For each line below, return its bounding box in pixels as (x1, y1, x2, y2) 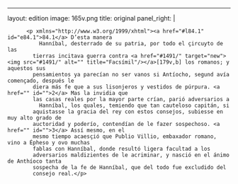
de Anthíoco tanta (7, 158, 62, 165)
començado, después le (7, 77, 74, 84)
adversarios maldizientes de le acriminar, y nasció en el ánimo (33, 151, 230, 159)
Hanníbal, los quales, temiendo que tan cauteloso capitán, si (38, 102, 230, 109)
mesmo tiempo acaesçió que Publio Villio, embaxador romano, (33, 133, 217, 140)
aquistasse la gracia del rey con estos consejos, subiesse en (33, 108, 223, 115)
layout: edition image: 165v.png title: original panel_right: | (7, 14, 176, 22)
